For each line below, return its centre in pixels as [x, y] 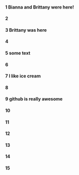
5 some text [18, 53]
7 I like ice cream [23, 76]
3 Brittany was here [26, 30]
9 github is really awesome [34, 99]
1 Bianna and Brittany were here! [40, 7]
